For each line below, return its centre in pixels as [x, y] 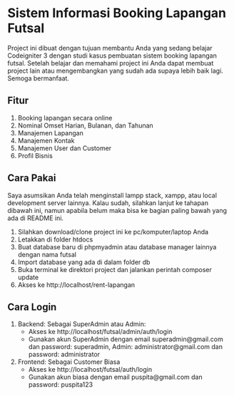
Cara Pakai [32, 178]
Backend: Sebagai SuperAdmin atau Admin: [82, 324]
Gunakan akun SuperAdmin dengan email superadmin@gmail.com [126, 339]
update [28, 277]
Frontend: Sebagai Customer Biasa [69, 362]
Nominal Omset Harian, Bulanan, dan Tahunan [85, 125]
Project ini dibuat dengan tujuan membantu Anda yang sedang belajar [110, 48]
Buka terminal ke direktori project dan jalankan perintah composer [115, 269]
